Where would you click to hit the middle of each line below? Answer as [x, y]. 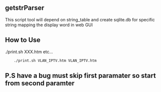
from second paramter [40, 83]
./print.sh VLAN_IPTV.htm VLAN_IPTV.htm [55, 61]
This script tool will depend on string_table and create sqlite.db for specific [80, 19]
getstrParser [25, 8]
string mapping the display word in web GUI [49, 25]
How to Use [23, 40]
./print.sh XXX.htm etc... [29, 52]
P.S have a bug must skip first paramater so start [80, 75]
